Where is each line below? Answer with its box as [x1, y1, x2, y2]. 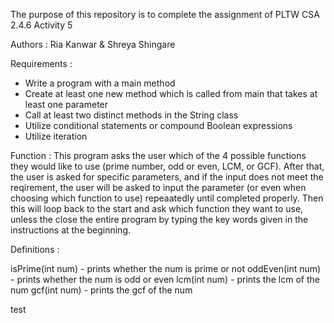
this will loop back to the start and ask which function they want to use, [10, 203, 304, 214]
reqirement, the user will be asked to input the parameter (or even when [10, 182, 307, 193]
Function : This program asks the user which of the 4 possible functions [10, 150, 307, 161]
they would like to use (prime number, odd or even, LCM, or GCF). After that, [10, 160, 325, 172]
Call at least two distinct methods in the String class [24, 109, 239, 121]
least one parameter [24, 99, 109, 110]
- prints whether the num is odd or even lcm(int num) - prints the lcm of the [10, 274, 320, 285]
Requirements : [10, 58, 73, 69]
